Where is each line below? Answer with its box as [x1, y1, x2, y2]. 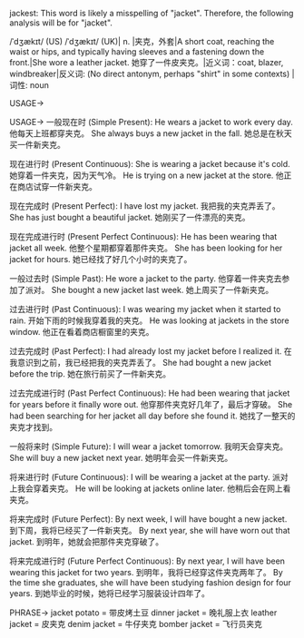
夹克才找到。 [9, 422, 57, 432]
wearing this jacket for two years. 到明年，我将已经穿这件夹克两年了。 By [9, 567, 283, 577]
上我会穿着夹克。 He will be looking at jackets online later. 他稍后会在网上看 [9, 483, 291, 494]
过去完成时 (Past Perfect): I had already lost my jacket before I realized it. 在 [9, 346, 292, 357]
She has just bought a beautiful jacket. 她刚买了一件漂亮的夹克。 [9, 212, 250, 222]
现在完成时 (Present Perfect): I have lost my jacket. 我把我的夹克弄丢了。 [9, 201, 280, 211]
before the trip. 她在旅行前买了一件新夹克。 [9, 368, 171, 379]
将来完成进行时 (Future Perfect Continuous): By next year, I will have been [9, 555, 286, 566]
